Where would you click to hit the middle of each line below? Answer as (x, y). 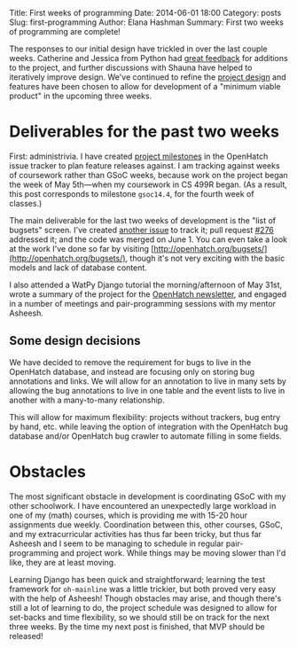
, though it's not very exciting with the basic (205, 258)
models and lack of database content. (78, 267)
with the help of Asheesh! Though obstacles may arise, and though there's (145, 598)
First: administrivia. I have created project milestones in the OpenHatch (139, 156)
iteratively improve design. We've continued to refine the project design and (148, 77)
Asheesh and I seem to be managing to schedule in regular (117, 543)
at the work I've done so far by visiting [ (82, 248)
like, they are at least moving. (63, 562)
